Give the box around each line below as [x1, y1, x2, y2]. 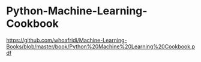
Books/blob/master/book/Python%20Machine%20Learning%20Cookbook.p [6, 43, 196, 50]
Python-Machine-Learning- [6, 4, 148, 18]
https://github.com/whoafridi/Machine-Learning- [6, 36, 127, 44]
